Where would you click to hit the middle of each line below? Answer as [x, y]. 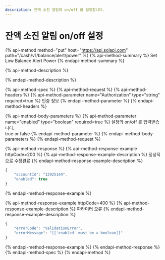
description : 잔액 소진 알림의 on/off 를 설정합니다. [55, 10]
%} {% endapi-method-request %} [65, 139]
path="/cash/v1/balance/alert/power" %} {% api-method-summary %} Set [81, 55]
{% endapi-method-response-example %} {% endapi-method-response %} [82, 247]
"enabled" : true [31, 179]
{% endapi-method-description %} [41, 80]
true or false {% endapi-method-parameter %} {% [56, 133]
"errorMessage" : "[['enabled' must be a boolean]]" [68, 233]
